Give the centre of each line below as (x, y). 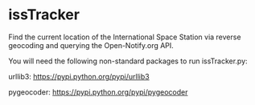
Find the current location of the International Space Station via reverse (125, 37)
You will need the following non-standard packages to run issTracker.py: (128, 61)
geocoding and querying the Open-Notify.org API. (91, 45)
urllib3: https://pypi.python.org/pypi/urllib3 (79, 76)
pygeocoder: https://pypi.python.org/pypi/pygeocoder (98, 92)
